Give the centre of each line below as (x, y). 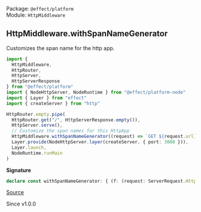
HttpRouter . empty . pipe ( (36, 114)
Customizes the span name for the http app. (60, 48)
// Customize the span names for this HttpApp (71, 131)
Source (15, 192)
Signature (19, 170)
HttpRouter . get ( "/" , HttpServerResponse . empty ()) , (76, 120)
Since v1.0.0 (21, 204)
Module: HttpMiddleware (36, 15)
